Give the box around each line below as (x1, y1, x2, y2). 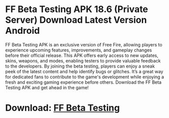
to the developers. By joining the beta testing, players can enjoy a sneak (5, 63, 155, 69)
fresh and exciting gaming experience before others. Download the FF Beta (5, 79, 162, 85)
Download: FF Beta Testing (5, 102, 120, 114)
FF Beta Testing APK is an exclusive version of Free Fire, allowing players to (5, 41, 162, 47)
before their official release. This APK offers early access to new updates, (5, 52, 158, 58)
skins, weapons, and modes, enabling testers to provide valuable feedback (5, 57, 161, 64)
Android (5, 25, 40, 36)
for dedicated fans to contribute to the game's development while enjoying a (5, 74, 164, 80)
